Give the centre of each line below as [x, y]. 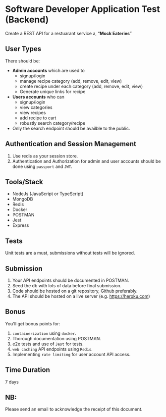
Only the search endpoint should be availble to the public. [71, 128]
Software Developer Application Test [83, 9]
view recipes [33, 112]
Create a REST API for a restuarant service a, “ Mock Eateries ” [69, 33]
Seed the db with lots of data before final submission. [67, 286]
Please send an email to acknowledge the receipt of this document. [74, 409]
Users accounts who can [38, 97]
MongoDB [23, 199]
